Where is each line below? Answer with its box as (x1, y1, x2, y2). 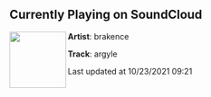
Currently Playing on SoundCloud (9, 7, 203, 22)
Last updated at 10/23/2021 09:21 (67, 66, 193, 76)
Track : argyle (67, 48, 118, 59)
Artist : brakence (67, 31, 129, 41)
